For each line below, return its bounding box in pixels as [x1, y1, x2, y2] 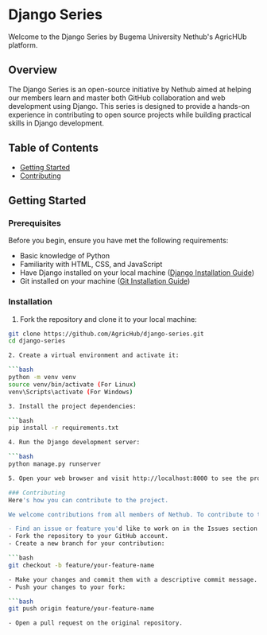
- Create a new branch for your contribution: [8, 540, 165, 548]
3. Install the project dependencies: [8, 402, 137, 410]
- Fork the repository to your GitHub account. [8, 532, 169, 540]
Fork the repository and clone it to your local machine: [19, 314, 197, 323]
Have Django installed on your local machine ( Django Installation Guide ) [19, 268, 255, 277]
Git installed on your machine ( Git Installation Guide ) [19, 277, 191, 286]
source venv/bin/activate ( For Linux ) [8, 380, 137, 389]
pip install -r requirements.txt [8, 424, 119, 432]
